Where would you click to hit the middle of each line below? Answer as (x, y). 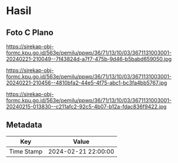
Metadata (24, 125)
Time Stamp (26, 151)
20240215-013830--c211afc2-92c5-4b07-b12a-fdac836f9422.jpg (86, 106)
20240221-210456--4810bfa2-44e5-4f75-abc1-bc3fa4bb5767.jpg (87, 83)
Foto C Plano (30, 33)
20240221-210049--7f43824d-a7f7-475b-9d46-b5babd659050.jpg (89, 59)
